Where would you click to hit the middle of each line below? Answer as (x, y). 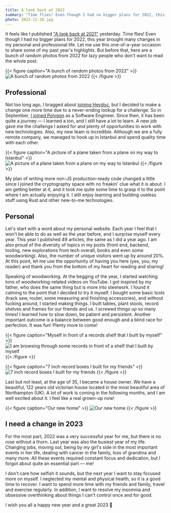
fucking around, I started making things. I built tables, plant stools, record (82, 303)
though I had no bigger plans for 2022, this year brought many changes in (83, 39)
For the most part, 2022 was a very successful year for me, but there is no (83, 436)
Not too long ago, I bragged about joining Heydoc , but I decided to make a (83, 105)
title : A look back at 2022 (35, 10)
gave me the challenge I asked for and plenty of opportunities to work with (83, 126)
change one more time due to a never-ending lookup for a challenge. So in (83, 110)
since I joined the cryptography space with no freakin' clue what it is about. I (85, 184)
